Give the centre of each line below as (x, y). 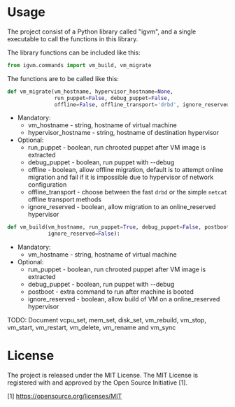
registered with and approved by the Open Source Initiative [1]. (97, 383)
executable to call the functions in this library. (73, 38)
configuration (47, 185)
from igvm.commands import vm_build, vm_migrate (79, 65)
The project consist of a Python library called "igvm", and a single (102, 31)
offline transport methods (64, 199)
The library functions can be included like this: (74, 52)
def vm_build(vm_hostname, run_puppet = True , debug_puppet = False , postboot (119, 227)
